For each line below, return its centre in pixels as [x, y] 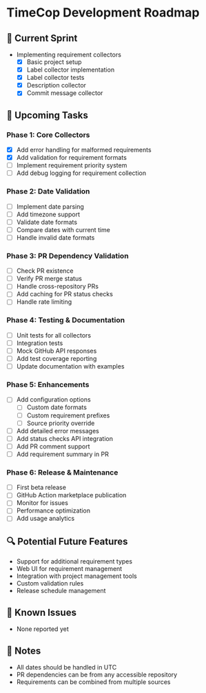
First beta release [41, 488]
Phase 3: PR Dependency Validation [68, 256]
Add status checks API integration [64, 438]
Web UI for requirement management [69, 569]
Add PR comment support [53, 446]
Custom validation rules [50, 583]
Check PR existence [45, 271]
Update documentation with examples [70, 366]
